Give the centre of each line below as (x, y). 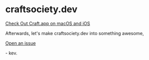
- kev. (11, 53)
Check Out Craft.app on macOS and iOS (48, 23)
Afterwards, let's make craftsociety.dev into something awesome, (75, 33)
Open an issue (21, 43)
